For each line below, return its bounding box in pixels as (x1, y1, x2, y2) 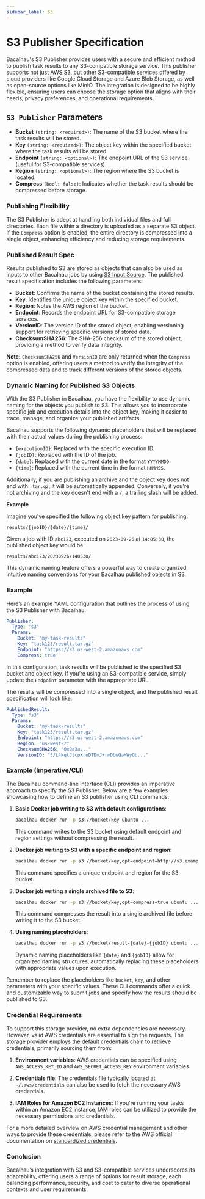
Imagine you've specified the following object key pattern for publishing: (6, 512, 188, 520)
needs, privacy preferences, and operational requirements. (6, 94, 154, 101)
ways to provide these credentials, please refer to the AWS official (6, 1131, 173, 1138)
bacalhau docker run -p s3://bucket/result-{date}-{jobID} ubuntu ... (15, 940, 199, 947)
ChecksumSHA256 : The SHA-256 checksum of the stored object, (15, 334, 182, 342)
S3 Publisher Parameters (6, 112, 103, 122)
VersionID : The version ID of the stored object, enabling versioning (15, 321, 184, 329)
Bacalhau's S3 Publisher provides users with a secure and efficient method (6, 56, 195, 63)
